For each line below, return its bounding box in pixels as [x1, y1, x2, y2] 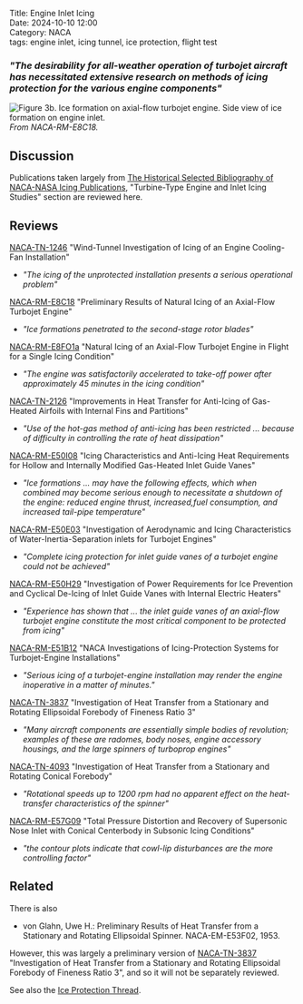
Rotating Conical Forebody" [9, 771, 113, 782]
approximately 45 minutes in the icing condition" [22, 378, 205, 389]
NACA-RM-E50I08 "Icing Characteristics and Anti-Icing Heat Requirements [9, 449, 290, 461]
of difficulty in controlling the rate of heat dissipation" [22, 432, 224, 443]
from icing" [22, 625, 65, 635]
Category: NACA [9, 27, 72, 37]
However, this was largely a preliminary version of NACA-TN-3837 [9, 948, 257, 959]
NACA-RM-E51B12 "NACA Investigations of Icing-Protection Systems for [9, 642, 279, 653]
